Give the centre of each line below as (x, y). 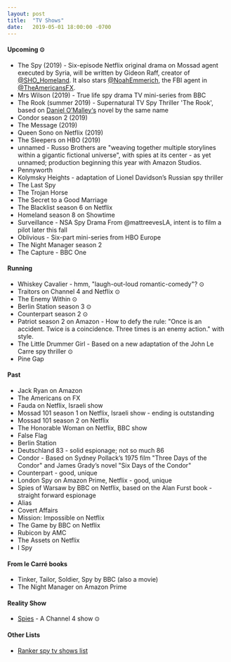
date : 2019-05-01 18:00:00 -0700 (59, 27)
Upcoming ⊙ (26, 49)
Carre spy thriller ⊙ (45, 351)
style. (25, 336)
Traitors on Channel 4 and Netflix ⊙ (69, 291)
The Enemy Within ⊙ (47, 299)
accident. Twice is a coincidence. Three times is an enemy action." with (121, 329)
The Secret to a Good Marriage (62, 200)
